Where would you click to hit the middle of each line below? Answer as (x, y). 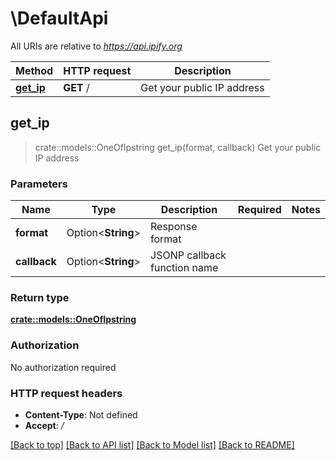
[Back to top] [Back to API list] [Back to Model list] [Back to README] (152, 444)
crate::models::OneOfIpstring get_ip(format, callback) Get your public (178, 147)
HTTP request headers (66, 393)
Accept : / (44, 425)
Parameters (39, 184)
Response (174, 227)
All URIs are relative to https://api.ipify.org (96, 46)
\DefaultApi (59, 18)
